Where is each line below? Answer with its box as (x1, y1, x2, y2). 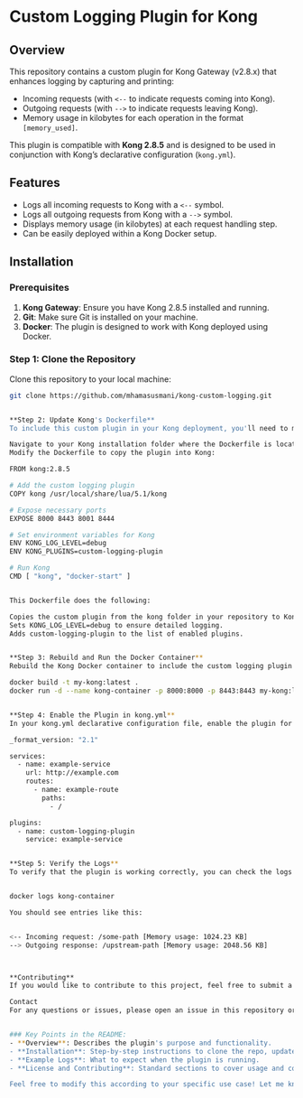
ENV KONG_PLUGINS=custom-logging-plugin (9, 547, 164, 556)
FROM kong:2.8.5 (9, 465, 70, 474)
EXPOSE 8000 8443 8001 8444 (9, 514, 115, 523)
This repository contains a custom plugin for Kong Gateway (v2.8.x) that (9, 66, 277, 77)
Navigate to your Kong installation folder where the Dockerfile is (9, 440, 272, 449)
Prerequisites (9, 282, 69, 294)
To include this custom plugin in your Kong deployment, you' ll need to (9, 423, 289, 433)
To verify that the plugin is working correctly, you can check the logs (9, 868, 293, 877)
